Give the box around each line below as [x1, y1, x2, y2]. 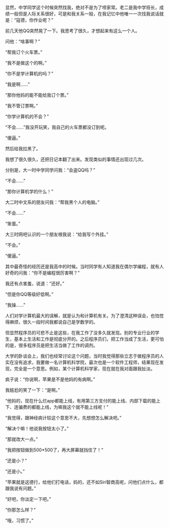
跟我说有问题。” [5, 486, 36, 491]
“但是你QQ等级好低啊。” [5, 291, 54, 297]
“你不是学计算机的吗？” [5, 71, 54, 77]
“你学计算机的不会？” [5, 113, 49, 120]
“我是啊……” [5, 81, 30, 87]
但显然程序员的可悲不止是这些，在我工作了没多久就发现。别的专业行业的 [5, 330, 155, 335]
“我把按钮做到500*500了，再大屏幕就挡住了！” [5, 447, 104, 453]
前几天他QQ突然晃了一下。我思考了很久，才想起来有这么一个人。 [5, 28, 140, 34]
